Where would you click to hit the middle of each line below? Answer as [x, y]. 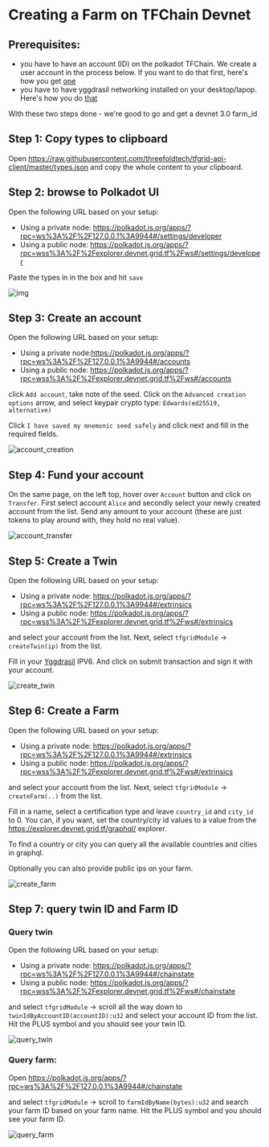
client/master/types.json [49, 167]
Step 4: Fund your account [76, 475]
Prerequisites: [44, 45]
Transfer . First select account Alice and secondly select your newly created [134, 503]
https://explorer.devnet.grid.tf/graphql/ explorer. [88, 828]
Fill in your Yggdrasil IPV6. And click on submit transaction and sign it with [130, 661]
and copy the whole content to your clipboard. [167, 167]
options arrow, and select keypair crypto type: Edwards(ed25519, [114, 403]
